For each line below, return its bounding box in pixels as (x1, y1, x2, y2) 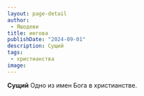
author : (7, 17, 30, 24)
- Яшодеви (10, 23, 39, 30)
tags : (7, 49, 23, 56)
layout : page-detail (7, 10, 68, 17)
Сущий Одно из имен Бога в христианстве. (7, 81, 138, 89)
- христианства (10, 56, 55, 63)
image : (7, 62, 27, 69)
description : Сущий (7, 42, 64, 49)
